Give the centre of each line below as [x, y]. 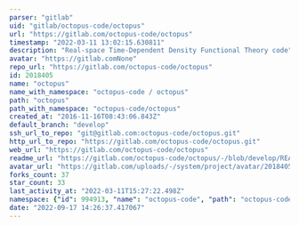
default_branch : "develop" [59, 125]
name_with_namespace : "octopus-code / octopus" [99, 92]
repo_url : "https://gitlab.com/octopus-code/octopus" [111, 68]
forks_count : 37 [39, 174]
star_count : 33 [37, 183]
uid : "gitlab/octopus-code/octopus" [77, 26]
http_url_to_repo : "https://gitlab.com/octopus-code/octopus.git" [135, 141]
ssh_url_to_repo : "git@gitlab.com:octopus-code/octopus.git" [125, 133]
